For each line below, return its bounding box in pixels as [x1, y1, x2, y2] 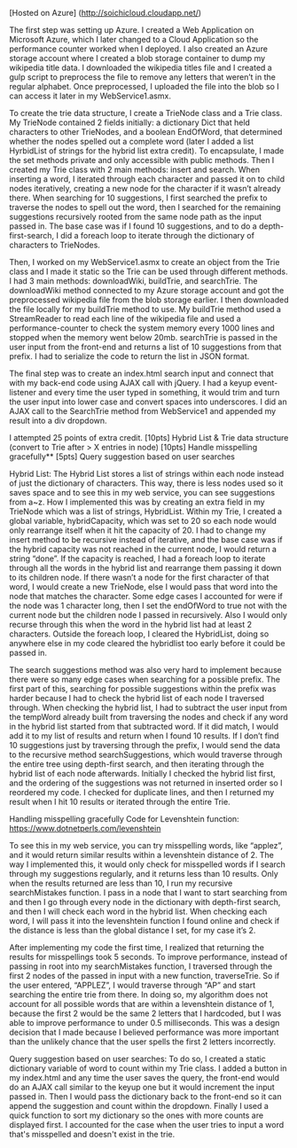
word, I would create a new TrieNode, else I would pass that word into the [9, 582, 278, 592]
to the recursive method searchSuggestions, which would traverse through [9, 749, 283, 760]
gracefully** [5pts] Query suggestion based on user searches [9, 451, 235, 462]
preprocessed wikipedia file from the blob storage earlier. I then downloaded [9, 294, 289, 305]
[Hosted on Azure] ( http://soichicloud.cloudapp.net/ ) [9, 8, 202, 18]
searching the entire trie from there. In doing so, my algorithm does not [9, 989, 269, 1000]
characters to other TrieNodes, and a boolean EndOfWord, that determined [9, 127, 283, 137]
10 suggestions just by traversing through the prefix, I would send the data [9, 740, 281, 750]
